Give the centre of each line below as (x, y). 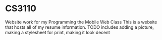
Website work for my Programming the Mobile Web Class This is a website (81, 22)
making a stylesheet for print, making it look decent (58, 32)
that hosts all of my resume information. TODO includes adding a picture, (80, 27)
